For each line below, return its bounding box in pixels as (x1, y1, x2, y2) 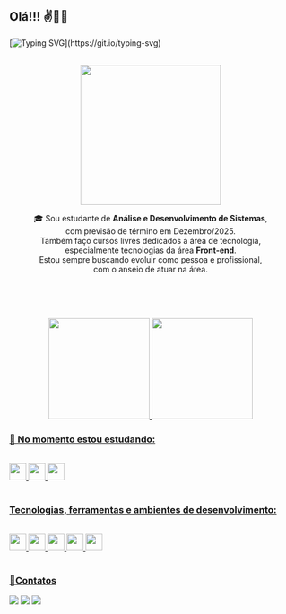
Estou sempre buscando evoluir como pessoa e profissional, (39, 254, 263, 264)
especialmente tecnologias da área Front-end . (65, 245, 237, 255)
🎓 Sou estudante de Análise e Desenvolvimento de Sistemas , (33, 212, 268, 223)
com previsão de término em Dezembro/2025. (65, 225, 236, 237)
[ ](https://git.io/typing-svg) (9, 37, 161, 48)
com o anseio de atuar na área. (93, 264, 208, 274)
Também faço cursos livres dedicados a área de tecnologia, (39, 235, 262, 246)
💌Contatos (9, 575, 56, 587)
